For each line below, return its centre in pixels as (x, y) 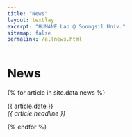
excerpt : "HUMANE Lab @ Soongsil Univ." (67, 26)
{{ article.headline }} (36, 113)
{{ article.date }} (30, 106)
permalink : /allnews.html (44, 39)
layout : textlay (31, 20)
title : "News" (28, 13)
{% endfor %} (27, 127)
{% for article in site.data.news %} (56, 93)
